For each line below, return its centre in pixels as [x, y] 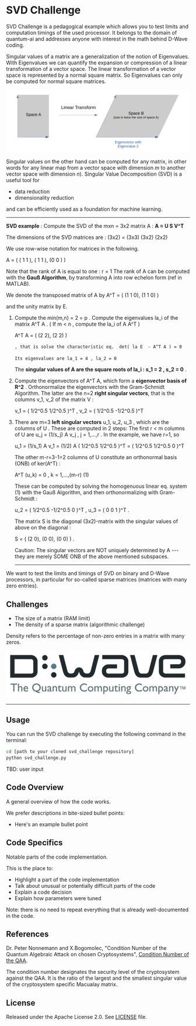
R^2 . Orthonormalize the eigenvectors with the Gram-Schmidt [90, 387]
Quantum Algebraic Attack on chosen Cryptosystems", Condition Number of [98, 955]
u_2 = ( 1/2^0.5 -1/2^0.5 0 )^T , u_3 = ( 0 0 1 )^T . [72, 510]
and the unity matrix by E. [37, 307]
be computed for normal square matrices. [56, 81]
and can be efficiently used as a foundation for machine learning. [84, 209]
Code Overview [35, 787]
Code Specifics [34, 843]
